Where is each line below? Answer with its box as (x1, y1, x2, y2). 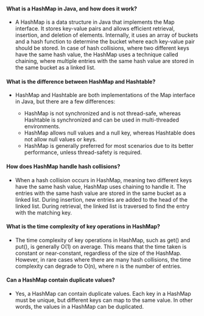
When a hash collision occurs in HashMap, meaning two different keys (15, 176, 192, 183)
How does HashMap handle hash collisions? (6, 163, 121, 170)
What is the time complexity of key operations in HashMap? (6, 223, 160, 230)
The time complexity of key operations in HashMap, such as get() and (15, 236, 191, 244)
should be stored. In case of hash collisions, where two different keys (15, 45, 190, 52)
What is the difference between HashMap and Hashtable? (6, 78, 156, 85)
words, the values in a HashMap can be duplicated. (15, 303, 144, 310)
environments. (24, 123, 61, 130)
